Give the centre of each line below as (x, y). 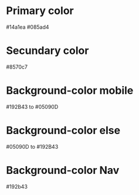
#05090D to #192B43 (32, 146)
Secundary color (48, 51)
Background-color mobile (70, 90)
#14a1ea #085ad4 (28, 27)
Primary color (40, 11)
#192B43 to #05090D (32, 107)
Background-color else (63, 131)
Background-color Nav (63, 170)
